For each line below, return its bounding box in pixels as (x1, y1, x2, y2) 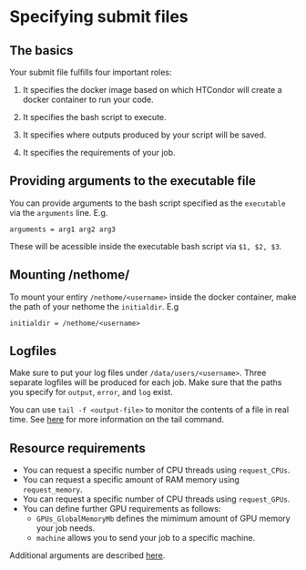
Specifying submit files (9, 6, 189, 27)
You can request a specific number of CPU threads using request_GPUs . (22, 494, 291, 504)
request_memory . (22, 484, 84, 495)
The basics (9, 43, 74, 58)
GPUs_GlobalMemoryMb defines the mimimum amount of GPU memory (36, 513, 291, 524)
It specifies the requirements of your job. (22, 148, 176, 158)
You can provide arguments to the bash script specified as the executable (9, 198, 286, 209)
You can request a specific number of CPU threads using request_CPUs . (22, 464, 291, 475)
